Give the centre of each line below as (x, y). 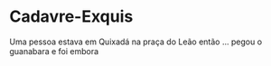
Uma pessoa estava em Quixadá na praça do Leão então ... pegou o (136, 42)
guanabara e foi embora (54, 51)
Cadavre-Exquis (71, 17)
